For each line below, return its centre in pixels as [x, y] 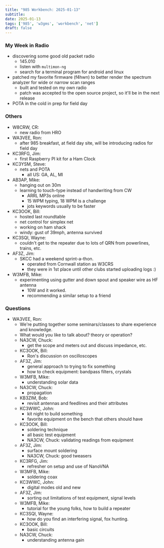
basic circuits [41, 530]
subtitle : [15, 14]
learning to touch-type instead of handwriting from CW [76, 190]
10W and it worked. [47, 290]
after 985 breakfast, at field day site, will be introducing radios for [86, 143]
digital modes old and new [54, 488]
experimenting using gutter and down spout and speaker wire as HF [89, 280]
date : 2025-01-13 [23, 19]
